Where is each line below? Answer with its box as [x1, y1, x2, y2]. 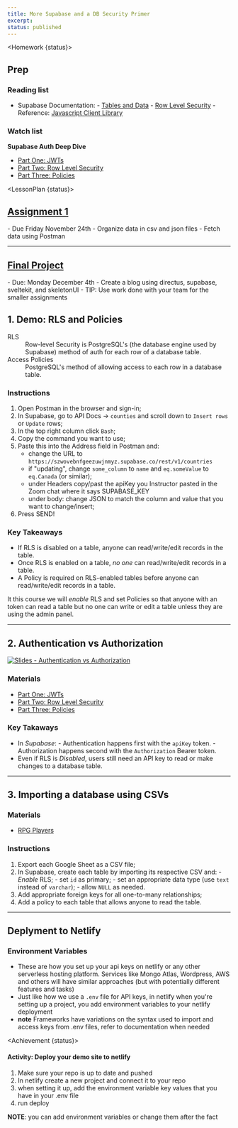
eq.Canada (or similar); [28, 472, 92, 481]
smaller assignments [7, 292, 68, 302]
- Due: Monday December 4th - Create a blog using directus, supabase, [7, 278, 217, 286]
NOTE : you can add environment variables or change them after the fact [7, 1112, 218, 1121]
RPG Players [17, 826, 55, 835]
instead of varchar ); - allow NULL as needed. [17, 882, 146, 891]
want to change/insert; [28, 502, 95, 511]
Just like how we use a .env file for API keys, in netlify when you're [17, 992, 212, 1001]
